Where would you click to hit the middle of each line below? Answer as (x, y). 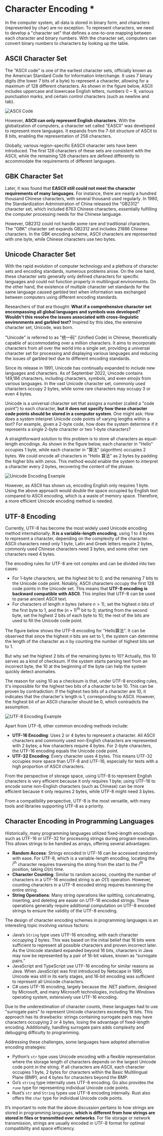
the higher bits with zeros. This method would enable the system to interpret (81, 461)
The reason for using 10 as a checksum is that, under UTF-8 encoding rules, (81, 681)
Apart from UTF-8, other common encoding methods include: (67, 725)
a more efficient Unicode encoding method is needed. (59, 501)
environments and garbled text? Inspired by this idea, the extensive (73, 322)
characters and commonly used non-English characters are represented (84, 740)
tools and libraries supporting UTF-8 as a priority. (55, 806)
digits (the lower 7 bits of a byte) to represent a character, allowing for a (77, 81)
